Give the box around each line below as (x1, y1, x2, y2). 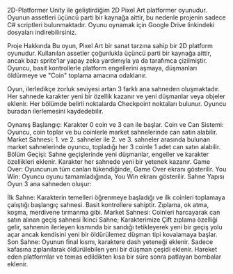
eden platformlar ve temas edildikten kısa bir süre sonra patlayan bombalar (7, 252, 222, 261)
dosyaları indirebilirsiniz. (7, 28, 77, 36)
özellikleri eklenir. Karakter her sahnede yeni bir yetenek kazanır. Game (7, 158, 211, 166)
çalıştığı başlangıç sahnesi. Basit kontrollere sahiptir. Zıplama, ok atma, (7, 201, 209, 208)
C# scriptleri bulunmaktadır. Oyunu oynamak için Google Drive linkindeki (7, 21, 215, 29)
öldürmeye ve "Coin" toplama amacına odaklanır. (7, 71, 147, 79)
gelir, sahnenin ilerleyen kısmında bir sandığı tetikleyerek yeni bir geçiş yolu (7, 223, 223, 231)
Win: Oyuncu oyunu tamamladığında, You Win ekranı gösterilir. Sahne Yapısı (7, 172, 225, 181)
